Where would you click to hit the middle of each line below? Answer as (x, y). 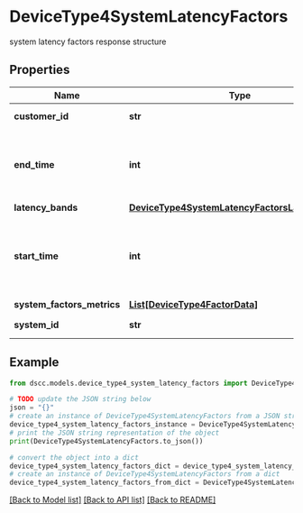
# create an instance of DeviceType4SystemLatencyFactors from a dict (145, 474)
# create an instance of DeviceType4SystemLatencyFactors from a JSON (145, 417)
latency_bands (46, 207)
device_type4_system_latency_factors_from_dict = (105, 483)
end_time (34, 164)
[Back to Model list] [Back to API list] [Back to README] (113, 500)
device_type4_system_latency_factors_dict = (94, 466)
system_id (37, 325)
